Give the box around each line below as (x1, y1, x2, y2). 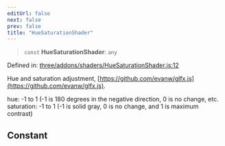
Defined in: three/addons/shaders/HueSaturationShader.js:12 (7, 61, 180, 69)
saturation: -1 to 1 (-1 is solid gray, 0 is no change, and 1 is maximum (7, 102, 199, 110)
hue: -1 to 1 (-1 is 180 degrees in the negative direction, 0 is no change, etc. (7, 95, 219, 104)
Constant (7, 130, 48, 141)
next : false (7, 16, 41, 23)
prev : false (7, 23, 41, 29)
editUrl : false (7, 10, 51, 17)
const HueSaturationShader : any (23, 48, 118, 56)
